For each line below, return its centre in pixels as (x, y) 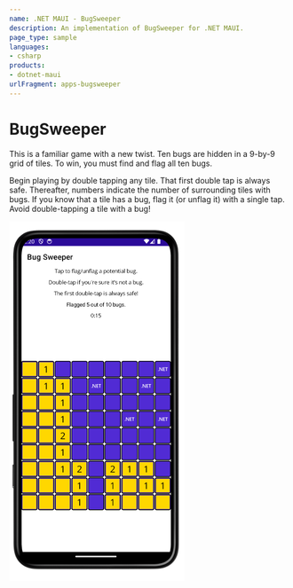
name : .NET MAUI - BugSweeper (65, 19)
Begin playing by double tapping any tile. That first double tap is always (140, 180)
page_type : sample (43, 37)
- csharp (25, 56)
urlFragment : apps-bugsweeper (65, 84)
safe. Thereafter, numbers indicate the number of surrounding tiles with (140, 190)
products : (28, 66)
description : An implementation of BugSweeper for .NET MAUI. (127, 28)
